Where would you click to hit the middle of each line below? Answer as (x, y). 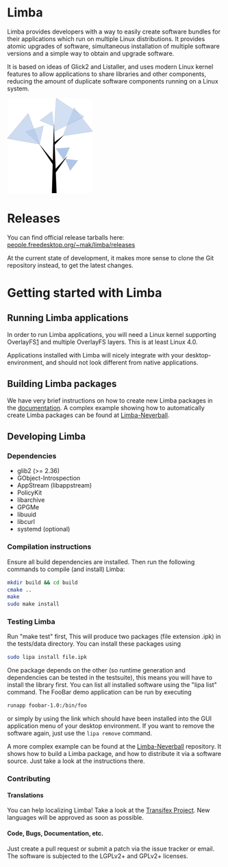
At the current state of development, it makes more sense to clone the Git (111, 257)
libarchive (31, 500)
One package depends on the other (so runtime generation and (97, 670)
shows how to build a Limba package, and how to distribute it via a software (114, 754)
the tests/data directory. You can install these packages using (94, 644)
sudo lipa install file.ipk (47, 657)
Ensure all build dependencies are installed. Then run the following (101, 562)
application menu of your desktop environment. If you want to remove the (111, 726)
